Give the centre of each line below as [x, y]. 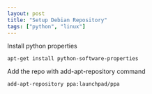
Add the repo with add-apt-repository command [76, 72]
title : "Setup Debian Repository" [58, 20]
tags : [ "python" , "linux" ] [46, 26]
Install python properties [43, 46]
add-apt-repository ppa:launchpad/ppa [63, 84]
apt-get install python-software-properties [73, 59]
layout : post [26, 13]
